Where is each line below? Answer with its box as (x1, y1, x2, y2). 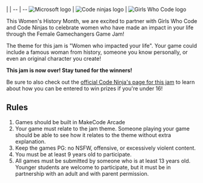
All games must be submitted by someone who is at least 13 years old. (15, 157, 191, 164)
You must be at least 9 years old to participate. (15, 150, 132, 158)
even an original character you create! (6, 55, 101, 62)
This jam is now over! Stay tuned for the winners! (6, 67, 133, 74)
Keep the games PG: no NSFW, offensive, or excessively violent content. (15, 144, 196, 151)
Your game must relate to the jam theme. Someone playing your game (15, 125, 190, 132)
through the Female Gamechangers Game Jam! (6, 30, 125, 38)
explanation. (15, 138, 46, 145)
